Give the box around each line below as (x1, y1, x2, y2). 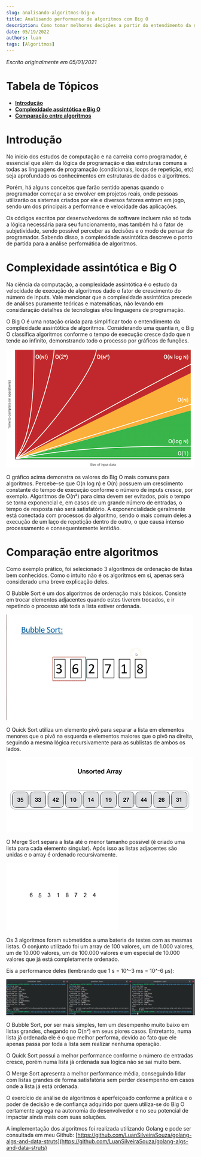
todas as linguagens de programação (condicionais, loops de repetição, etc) (6, 166, 194, 173)
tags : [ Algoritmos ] (6, 41, 55, 47)
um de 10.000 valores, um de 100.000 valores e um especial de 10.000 (6, 949, 181, 957)
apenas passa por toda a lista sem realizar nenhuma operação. (6, 1041, 162, 1048)
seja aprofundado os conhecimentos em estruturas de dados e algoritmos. (6, 172, 190, 179)
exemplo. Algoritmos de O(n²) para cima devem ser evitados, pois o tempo (6, 492, 190, 500)
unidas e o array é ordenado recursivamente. (6, 851, 118, 858)
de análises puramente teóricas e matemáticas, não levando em (6, 300, 163, 307)
